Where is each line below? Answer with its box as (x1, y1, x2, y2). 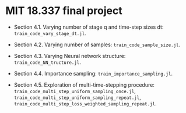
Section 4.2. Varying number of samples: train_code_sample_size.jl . (13, 41, 181, 48)
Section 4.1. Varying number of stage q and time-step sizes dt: (13, 23, 164, 30)
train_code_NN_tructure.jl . (13, 59, 81, 66)
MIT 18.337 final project (5, 4, 123, 18)
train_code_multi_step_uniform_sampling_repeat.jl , (13, 94, 141, 101)
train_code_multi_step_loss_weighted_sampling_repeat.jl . (13, 100, 157, 107)
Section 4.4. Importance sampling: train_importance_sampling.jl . (13, 70, 173, 77)
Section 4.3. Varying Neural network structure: (13, 52, 126, 59)
